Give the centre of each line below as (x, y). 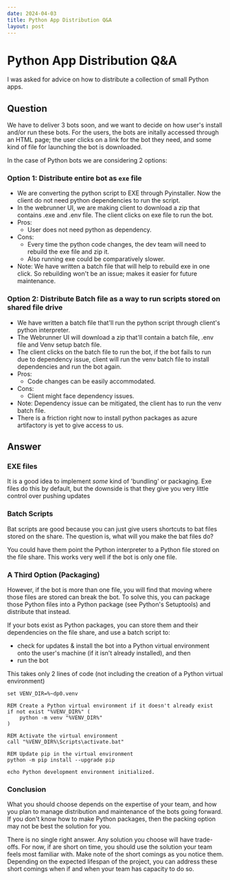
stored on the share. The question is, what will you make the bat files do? (111, 536)
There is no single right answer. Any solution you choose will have (101, 840)
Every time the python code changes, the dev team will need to (117, 245)
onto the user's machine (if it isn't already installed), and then (104, 653)
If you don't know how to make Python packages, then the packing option (112, 819)
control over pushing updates (49, 496)
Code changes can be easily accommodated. (91, 381)
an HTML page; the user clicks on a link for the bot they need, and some (109, 140)
